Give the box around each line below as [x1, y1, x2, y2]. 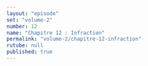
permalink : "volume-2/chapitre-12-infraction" [6, 36, 142, 43]
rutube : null [6, 42, 44, 49]
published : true [6, 49, 53, 56]
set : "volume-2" [6, 16, 53, 23]
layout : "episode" [6, 10, 59, 17]
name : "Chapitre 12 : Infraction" [6, 29, 106, 36]
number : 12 [6, 23, 38, 30]
